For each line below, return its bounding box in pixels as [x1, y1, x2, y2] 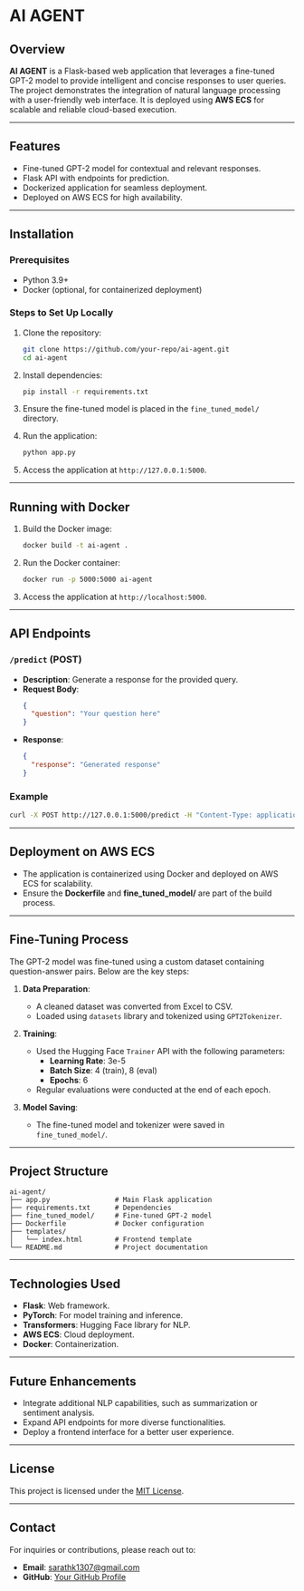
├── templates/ [9, 1227, 67, 1237]
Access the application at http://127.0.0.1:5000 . [22, 464, 207, 476]
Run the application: [22, 431, 98, 441]
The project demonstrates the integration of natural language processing [9, 85, 280, 95]
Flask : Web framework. [22, 1300, 110, 1311]
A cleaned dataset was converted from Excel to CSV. [35, 1001, 233, 1012]
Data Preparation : [22, 983, 90, 994]
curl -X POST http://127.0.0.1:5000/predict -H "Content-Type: [9, 810, 253, 820]
